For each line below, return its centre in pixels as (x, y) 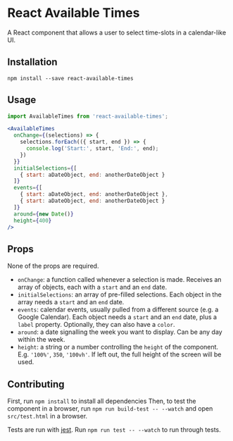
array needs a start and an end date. (71, 302)
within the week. (41, 340)
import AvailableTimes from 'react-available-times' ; (88, 116)
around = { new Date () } (44, 214)
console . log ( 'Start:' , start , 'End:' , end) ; (92, 149)
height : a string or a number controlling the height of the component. (118, 347)
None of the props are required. (53, 266)
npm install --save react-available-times (70, 78)
